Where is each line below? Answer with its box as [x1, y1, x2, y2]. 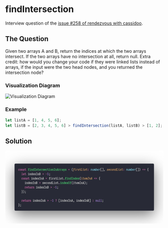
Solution [5, 137, 32, 146]
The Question [5, 35, 49, 43]
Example [5, 105, 27, 112]
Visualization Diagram [5, 82, 60, 89]
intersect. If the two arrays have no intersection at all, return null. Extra [5, 53, 151, 59]
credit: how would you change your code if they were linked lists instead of [5, 59, 160, 65]
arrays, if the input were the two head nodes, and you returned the [5, 64, 143, 70]
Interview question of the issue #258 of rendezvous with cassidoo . [5, 20, 143, 26]
